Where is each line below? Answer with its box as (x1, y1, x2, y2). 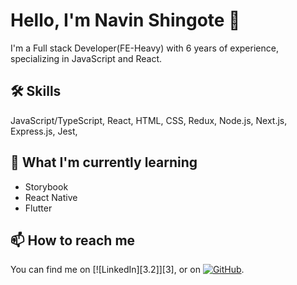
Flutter (24, 202, 53, 214)
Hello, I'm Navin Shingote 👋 (10, 9, 241, 32)
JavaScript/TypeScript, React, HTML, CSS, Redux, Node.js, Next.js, (10, 114, 288, 126)
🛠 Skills (10, 83, 62, 100)
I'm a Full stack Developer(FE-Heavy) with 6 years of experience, (10, 42, 279, 54)
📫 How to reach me (10, 232, 136, 249)
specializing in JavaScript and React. (10, 52, 163, 64)
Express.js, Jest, (10, 125, 78, 137)
